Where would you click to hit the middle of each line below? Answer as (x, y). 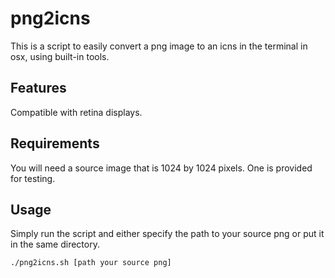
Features (38, 88)
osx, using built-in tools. (60, 56)
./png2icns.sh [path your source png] (91, 263)
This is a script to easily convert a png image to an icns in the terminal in (159, 46)
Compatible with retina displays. (76, 112)
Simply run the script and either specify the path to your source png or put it (167, 234)
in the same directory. (55, 244)
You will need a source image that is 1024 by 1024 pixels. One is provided (161, 168)
